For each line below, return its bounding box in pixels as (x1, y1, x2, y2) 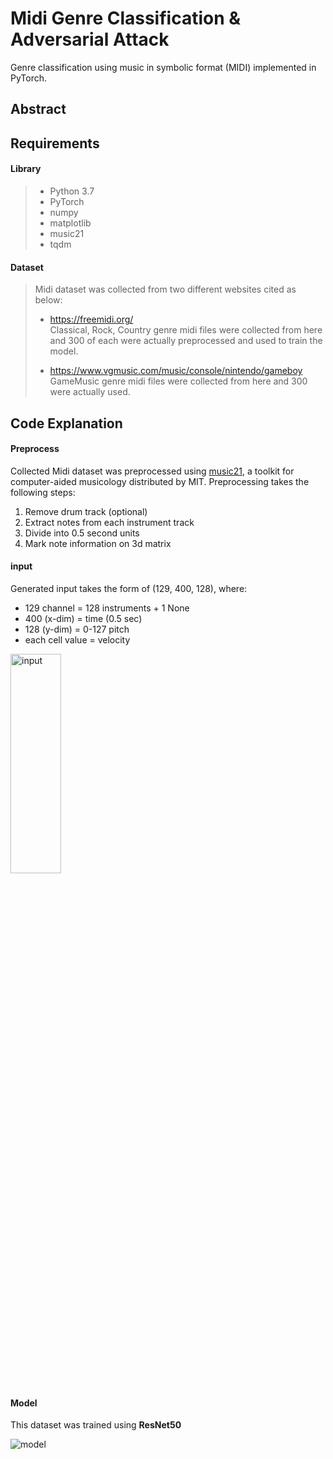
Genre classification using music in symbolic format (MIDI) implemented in (10, 61, 317, 73)
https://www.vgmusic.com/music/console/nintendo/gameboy (49, 365, 303, 377)
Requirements (10, 135, 100, 152)
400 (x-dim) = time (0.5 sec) (24, 612, 143, 624)
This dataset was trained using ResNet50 (10, 1419, 182, 1431)
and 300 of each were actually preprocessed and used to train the (49, 335, 323, 347)
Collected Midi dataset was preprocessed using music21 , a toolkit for (10, 465, 295, 477)
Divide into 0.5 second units (24, 527, 140, 539)
